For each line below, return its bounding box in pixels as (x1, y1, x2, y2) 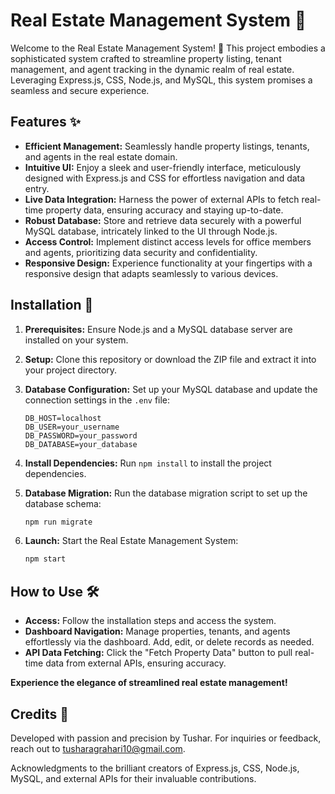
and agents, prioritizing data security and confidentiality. (24, 246, 258, 258)
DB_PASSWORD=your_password (24, 430, 138, 441)
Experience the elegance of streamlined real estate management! (10, 677, 288, 689)
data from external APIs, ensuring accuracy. (45, 657, 227, 669)
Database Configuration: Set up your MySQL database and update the (24, 383, 318, 395)
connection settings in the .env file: (24, 394, 171, 406)
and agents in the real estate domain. (24, 150, 178, 163)
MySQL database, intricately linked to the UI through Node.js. (24, 225, 278, 237)
